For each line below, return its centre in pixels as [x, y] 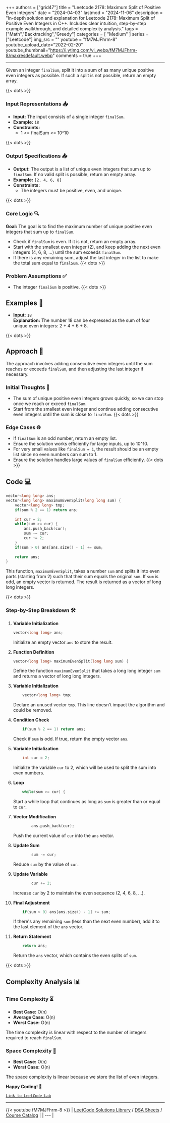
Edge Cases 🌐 [23, 427]
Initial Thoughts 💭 [28, 387]
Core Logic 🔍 [22, 213]
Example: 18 [26, 122]
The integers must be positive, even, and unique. [71, 190]
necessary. [17, 374]
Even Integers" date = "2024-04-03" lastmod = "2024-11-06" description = [84, 13]
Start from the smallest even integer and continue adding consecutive [86, 409]
